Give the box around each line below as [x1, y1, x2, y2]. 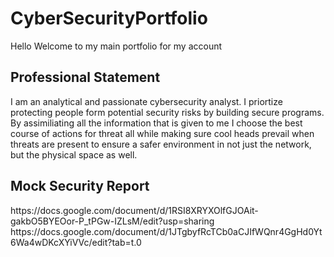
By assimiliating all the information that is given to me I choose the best [10, 117, 303, 129]
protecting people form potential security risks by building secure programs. [10, 106, 325, 118]
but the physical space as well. [10, 148, 138, 161]
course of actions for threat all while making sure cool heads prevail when [10, 127, 315, 139]
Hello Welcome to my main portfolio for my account [10, 40, 223, 52]
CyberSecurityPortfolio [10, 7, 208, 30]
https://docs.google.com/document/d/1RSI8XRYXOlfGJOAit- [10, 204, 259, 216]
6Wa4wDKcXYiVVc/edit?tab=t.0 [10, 236, 142, 248]
